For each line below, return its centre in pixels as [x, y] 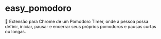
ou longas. [16, 31]
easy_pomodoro [38, 8]
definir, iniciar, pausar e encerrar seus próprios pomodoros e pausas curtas [81, 26]
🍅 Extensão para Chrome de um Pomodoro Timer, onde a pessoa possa [77, 21]
